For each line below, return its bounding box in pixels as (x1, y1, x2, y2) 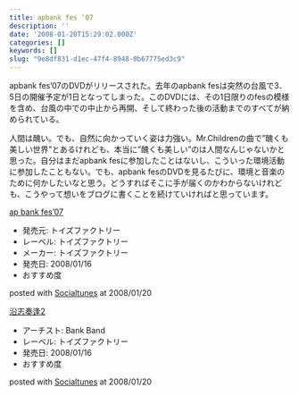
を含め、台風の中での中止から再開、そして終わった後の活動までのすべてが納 (9, 103, 290, 113)
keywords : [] (9, 46, 58, 55)
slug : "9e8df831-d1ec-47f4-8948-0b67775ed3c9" (9, 55, 186, 63)
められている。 (9, 114, 64, 124)
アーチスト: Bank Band (21, 325, 105, 335)
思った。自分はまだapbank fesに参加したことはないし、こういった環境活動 (9, 156, 286, 165)
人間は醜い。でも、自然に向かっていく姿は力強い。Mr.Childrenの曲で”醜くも (9, 133, 289, 143)
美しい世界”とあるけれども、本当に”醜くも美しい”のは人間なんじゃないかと (9, 144, 286, 155)
